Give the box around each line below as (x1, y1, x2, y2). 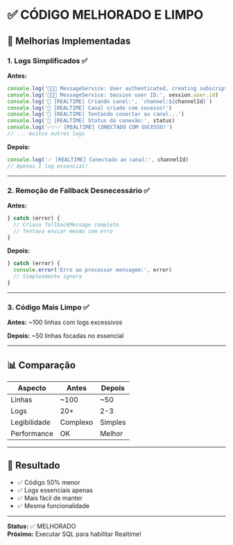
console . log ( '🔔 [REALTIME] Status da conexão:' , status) (7, 117, 175, 124)
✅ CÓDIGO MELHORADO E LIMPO (7, 7, 204, 23)
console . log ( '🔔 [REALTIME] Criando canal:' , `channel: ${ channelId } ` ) (7, 98, 213, 105)
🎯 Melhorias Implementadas (7, 35, 131, 47)
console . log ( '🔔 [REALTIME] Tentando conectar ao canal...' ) (7, 111, 185, 118)
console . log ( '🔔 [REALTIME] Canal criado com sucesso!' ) (7, 104, 172, 111)
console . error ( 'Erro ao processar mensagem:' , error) (13, 267, 172, 274)
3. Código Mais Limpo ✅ (7, 302, 90, 312)
